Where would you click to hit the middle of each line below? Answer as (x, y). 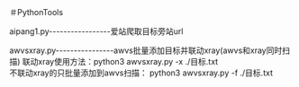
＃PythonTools (36, 12)
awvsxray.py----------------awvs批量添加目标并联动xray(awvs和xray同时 (146, 50)
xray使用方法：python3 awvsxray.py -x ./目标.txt (128, 61)
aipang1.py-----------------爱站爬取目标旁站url (96, 31)
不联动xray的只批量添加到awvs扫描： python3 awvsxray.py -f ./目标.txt (141, 73)
